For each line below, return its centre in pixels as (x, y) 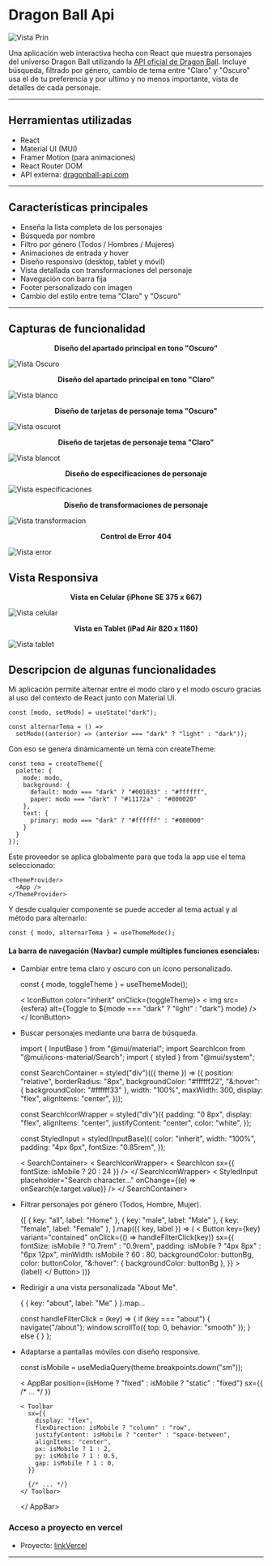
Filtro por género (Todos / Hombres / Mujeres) (97, 244)
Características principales (78, 208)
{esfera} (34, 1009)
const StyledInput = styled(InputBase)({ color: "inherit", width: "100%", (138, 1138)
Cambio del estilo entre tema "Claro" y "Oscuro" (100, 296)
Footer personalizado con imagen (76, 287)
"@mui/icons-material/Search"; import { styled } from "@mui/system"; (137, 1057)
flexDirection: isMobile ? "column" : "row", (113, 1428)
